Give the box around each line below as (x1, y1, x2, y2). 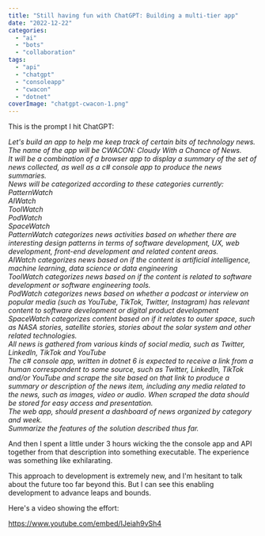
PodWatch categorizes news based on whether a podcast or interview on (8, 289, 249, 298)
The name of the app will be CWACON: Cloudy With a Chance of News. (8, 146, 243, 155)
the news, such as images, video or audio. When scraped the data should (8, 390, 249, 400)
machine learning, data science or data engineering (8, 263, 178, 274)
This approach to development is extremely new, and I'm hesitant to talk (8, 471, 243, 480)
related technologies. (8, 331, 78, 341)
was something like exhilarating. (8, 456, 113, 465)
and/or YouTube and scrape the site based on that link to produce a (8, 373, 230, 383)
